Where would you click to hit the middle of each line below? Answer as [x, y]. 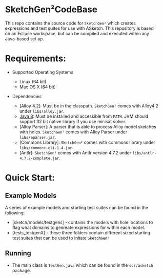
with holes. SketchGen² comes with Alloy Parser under [73, 132]
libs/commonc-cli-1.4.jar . [46, 147]
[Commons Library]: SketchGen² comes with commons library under [87, 142]
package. [21, 270]
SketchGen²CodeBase [51, 10]
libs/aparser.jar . [38, 137]
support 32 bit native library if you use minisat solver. [73, 121]
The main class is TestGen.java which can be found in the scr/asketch [83, 265]
